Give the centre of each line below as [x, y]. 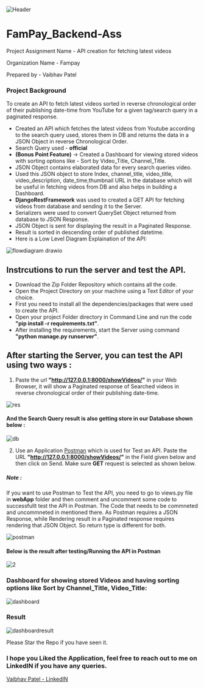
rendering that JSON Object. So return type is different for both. [86, 526]
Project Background [36, 90]
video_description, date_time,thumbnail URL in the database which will [104, 181]
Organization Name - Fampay [43, 63]
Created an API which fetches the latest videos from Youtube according [105, 129]
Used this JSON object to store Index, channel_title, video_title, [94, 174]
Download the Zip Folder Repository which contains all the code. [96, 284]
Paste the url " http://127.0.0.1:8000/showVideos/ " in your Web [96, 380]
